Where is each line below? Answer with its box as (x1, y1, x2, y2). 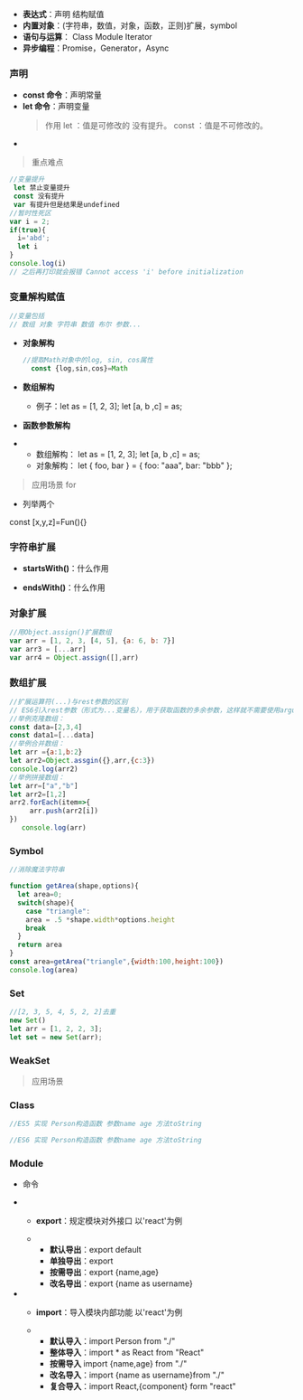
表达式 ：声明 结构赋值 (22, 9, 105, 19)
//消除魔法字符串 (9, 865, 65, 875)
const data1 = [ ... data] (9, 731, 95, 740)
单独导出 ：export (49, 1255, 114, 1266)
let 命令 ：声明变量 (22, 101, 90, 112)
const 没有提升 (13, 192, 65, 202)
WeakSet (9, 1054, 50, 1066)
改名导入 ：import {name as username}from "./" (49, 1369, 225, 1381)
